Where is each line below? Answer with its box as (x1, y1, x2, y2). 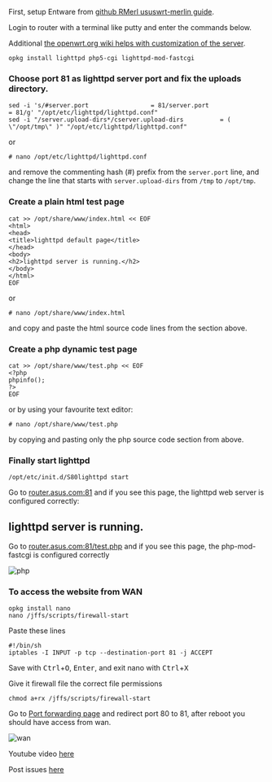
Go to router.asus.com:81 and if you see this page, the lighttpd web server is (8, 487, 265, 497)
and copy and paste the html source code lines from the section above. (8, 323, 248, 333)
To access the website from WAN (8, 586, 143, 597)
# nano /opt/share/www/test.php (8, 420, 118, 428)
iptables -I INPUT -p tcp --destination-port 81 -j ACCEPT (8, 649, 213, 657)
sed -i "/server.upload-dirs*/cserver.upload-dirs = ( (8, 116, 231, 125)
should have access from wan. (8, 718, 112, 727)
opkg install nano (8, 605, 71, 613)
